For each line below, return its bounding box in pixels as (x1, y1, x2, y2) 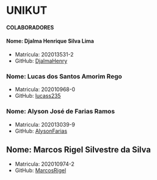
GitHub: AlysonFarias (14, 127, 68, 134)
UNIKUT (6, 4, 48, 17)
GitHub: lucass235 (14, 92, 61, 100)
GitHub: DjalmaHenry (14, 57, 68, 64)
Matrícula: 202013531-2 (14, 50, 74, 58)
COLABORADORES (6, 23, 54, 31)
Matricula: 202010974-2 (14, 160, 75, 168)
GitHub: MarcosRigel (14, 167, 67, 174)
